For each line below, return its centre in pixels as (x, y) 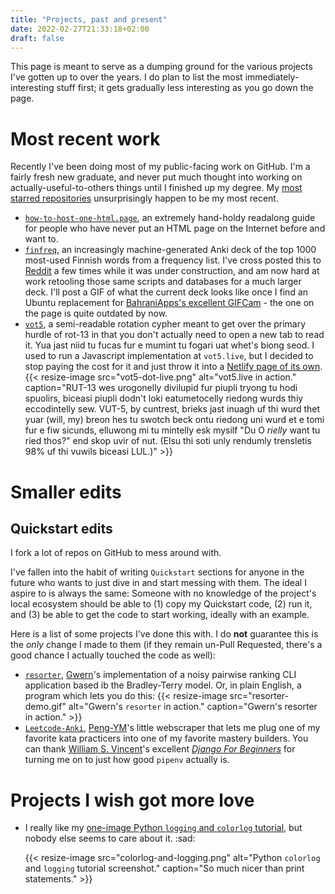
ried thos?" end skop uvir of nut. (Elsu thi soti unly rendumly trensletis (168, 441)
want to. (41, 239)
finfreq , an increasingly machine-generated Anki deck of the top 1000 (170, 250)
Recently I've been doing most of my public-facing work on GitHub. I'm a (160, 167)
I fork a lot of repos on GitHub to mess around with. (116, 553)
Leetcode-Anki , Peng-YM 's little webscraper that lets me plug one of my (172, 728)
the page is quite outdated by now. (96, 313)
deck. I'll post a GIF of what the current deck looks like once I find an (166, 292)
